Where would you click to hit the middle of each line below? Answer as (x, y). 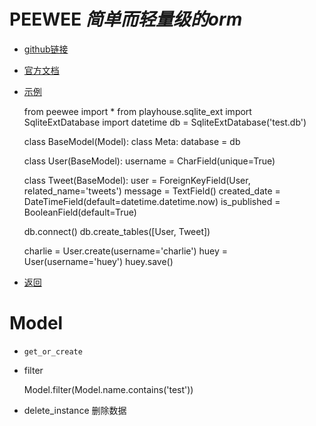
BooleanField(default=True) (80, 212)
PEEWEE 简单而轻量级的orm (126, 19)
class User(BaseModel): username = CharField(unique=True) (149, 161)
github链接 (46, 49)
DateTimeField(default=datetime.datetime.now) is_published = (152, 201)
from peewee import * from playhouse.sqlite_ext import (137, 111)
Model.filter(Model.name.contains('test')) (108, 389)
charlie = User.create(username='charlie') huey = (126, 251)
